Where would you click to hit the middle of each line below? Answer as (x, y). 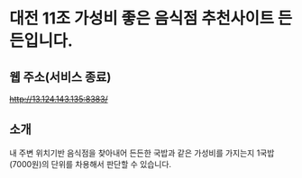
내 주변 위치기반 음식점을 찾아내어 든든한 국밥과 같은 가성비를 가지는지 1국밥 (142, 153)
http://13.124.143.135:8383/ (59, 99)
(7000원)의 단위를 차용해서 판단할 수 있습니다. (91, 164)
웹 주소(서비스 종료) (60, 77)
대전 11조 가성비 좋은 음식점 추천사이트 (142, 18)
